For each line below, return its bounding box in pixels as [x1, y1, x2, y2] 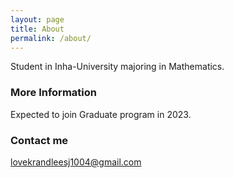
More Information [10, 86, 97, 100]
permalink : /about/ [10, 33, 92, 43]
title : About [10, 24, 65, 34]
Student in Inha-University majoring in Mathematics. [10, 61, 225, 73]
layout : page [10, 14, 65, 25]
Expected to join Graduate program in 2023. [10, 108, 192, 120]
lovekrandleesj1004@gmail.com [10, 156, 142, 168]
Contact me [10, 133, 69, 147]
